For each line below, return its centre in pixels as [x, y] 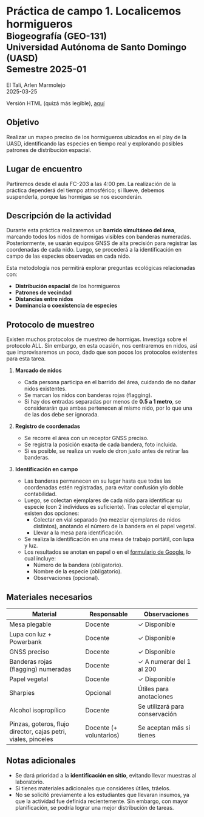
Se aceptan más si [164, 728]
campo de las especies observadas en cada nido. [68, 256]
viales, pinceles [31, 739]
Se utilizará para [161, 706]
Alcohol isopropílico [38, 710]
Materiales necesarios [49, 597]
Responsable [108, 614]
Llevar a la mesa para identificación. [78, 533]
